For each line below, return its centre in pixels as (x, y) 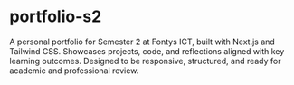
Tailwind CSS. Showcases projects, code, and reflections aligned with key (147, 51)
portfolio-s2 (56, 17)
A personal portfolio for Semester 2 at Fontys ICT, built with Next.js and (142, 42)
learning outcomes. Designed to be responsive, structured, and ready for (145, 61)
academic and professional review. (74, 71)
